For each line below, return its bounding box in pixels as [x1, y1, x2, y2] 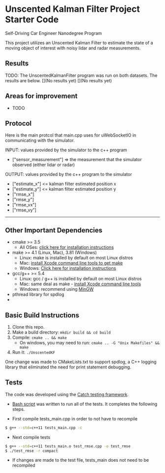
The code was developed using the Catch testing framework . [5, 391, 129, 397]
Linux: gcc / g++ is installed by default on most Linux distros [19, 276, 142, 282]
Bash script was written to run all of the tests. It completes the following [12, 401, 158, 407]
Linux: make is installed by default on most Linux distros [19, 255, 133, 261]
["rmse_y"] [12, 197, 34, 203]
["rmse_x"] [12, 191, 34, 198]
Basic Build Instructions [5, 311, 80, 319]
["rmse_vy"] [12, 207, 37, 213]
